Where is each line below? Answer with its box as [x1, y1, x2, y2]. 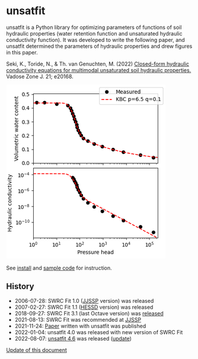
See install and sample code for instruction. [6, 264, 113, 271]
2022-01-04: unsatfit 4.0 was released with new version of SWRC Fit [14, 328, 183, 335]
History [6, 282, 34, 292]
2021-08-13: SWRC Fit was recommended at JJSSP [14, 316, 141, 323]
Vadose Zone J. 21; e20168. [6, 73, 74, 80]
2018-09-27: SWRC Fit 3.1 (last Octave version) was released [14, 309, 164, 317]
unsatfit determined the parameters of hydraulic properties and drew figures [6, 43, 193, 50]
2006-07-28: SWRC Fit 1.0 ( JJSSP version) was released [14, 297, 154, 304]
